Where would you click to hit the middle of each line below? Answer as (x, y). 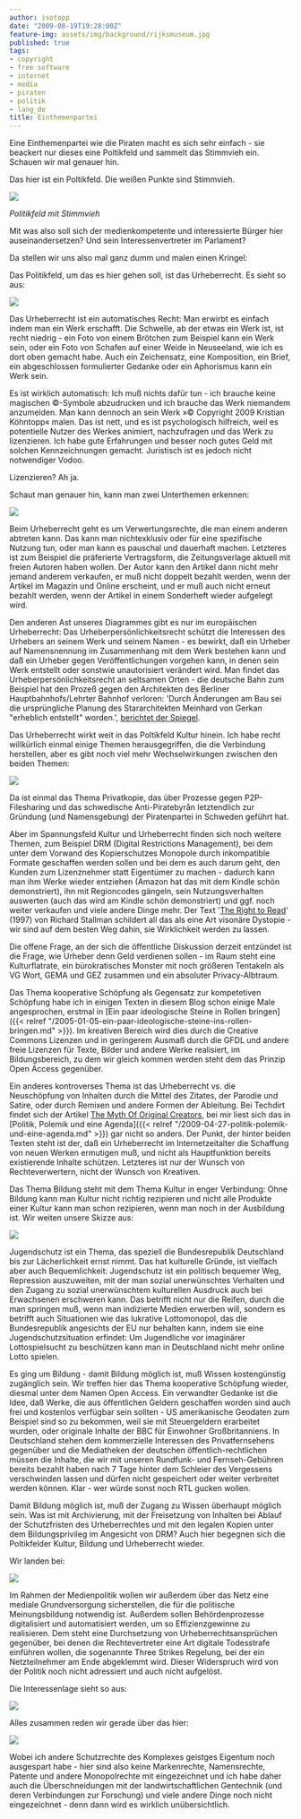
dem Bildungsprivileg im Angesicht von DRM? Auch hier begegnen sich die (147, 1534)
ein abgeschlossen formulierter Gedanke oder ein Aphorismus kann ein (141, 366)
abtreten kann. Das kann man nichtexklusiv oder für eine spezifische (136, 539)
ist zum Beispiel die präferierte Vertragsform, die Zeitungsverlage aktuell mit (150, 557)
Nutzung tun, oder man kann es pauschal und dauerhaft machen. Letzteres (148, 548)
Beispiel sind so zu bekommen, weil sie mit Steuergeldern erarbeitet (135, 1422)
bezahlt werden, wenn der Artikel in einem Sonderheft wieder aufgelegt (141, 596)
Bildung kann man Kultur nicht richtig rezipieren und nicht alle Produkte (141, 1199)
